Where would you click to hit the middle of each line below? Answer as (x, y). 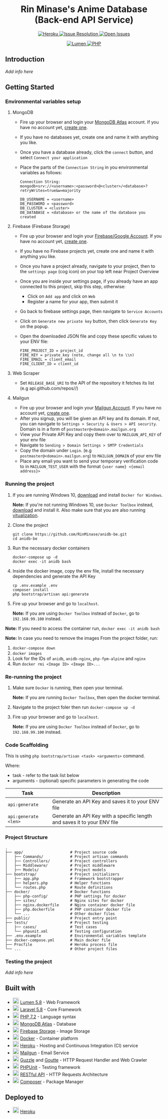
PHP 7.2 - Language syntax (48, 1017)
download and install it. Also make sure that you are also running (79, 510)
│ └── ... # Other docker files (60, 914)
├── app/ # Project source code (61, 852)
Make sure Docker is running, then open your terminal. (68, 688)
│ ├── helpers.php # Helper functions (58, 883)
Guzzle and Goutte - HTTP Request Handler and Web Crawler (83, 1060)
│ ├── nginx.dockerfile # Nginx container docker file (70, 905)
